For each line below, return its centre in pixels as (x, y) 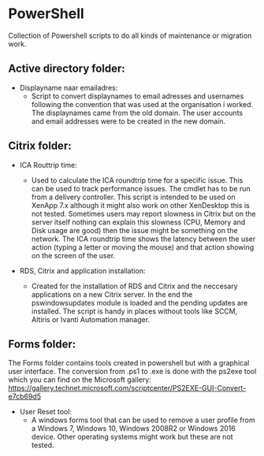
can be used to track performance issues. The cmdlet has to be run (141, 188)
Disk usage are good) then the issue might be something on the (134, 230)
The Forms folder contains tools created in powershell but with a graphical (129, 363)
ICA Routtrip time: (48, 165)
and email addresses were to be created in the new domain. (128, 121)
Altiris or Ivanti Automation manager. (91, 319)
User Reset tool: (46, 412)
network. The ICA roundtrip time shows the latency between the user (143, 239)
